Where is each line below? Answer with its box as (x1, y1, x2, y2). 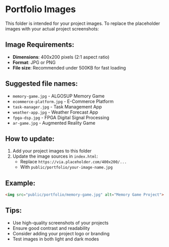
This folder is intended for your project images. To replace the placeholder (5, 20, 160, 26)
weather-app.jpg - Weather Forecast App (12, 109, 98, 115)
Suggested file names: (5, 80, 78, 88)
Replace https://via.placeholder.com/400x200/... (20, 159, 127, 165)
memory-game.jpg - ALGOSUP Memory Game (12, 93, 105, 99)
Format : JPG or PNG (12, 59, 56, 65)
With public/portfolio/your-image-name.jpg (20, 164, 113, 170)
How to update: (5, 134, 55, 143)
